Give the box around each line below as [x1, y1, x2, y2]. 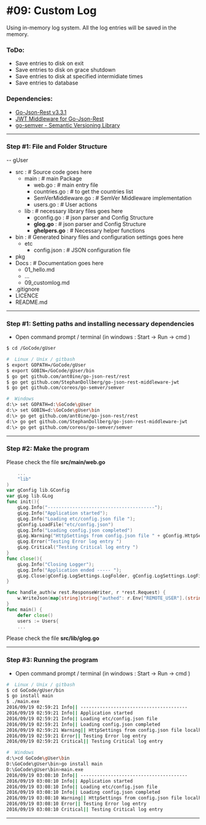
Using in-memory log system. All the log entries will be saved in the [6, 24, 177, 31]
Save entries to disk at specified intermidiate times [15, 73, 143, 80]
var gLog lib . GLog [6, 493, 53, 499]
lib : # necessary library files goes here [24, 207, 123, 214]
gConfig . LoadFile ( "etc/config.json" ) [17, 521, 114, 527]
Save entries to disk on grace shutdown [15, 66, 116, 73]
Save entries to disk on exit [15, 59, 84, 67]
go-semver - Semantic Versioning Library [15, 121, 120, 129]
